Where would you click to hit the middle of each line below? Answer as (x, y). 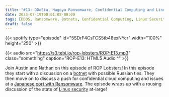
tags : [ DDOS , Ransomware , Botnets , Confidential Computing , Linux (76, 19)
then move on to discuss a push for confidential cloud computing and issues (84, 78)
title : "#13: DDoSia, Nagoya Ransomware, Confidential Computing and (80, 10)
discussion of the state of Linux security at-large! (56, 89)
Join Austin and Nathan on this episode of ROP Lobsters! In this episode (80, 68)
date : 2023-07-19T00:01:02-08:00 (40, 14)
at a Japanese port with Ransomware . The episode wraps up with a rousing (83, 84)
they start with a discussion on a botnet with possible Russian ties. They (80, 73)
